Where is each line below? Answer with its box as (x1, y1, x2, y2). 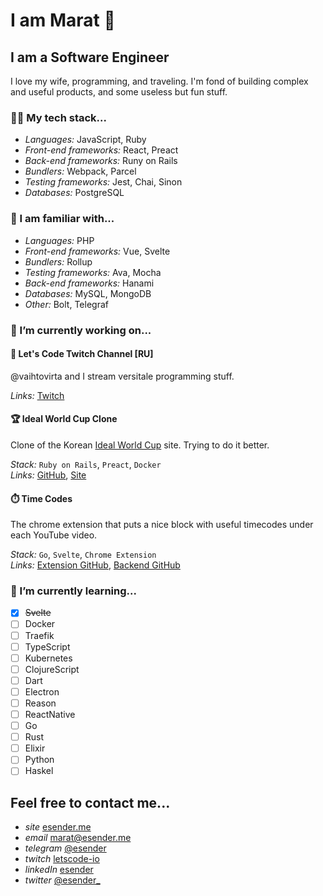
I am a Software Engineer (10, 49, 170, 66)
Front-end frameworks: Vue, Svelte (24, 245, 171, 257)
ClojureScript (24, 663, 80, 675)
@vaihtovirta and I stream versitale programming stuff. (10, 370, 235, 382)
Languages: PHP (24, 234, 95, 246)
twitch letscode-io (24, 853, 100, 865)
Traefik (24, 629, 55, 641)
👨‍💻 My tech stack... (10, 110, 107, 124)
